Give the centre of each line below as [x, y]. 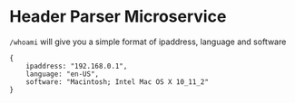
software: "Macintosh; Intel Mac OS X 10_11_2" [117, 82]
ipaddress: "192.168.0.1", [77, 66]
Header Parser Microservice [118, 17]
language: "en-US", [63, 74]
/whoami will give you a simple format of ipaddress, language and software [148, 42]
